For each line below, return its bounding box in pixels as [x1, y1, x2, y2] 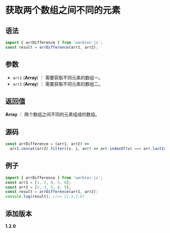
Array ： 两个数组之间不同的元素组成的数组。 [5, 111, 100, 118]
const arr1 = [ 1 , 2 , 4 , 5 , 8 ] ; [5, 180, 71, 185]
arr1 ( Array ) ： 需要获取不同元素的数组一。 [12, 74, 103, 81]
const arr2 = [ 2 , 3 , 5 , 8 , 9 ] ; [5, 184, 71, 190]
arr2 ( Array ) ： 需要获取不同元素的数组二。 [12, 81, 103, 87]
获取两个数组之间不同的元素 [5, 5, 121, 16]
